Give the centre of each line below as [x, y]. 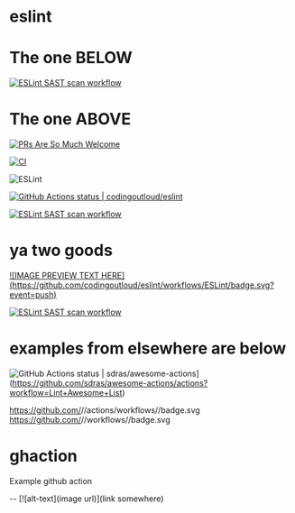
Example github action [51, 481]
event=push [32, 294]
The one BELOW [71, 58]
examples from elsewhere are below [148, 348]
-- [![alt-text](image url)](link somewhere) [87, 499]
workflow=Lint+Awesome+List [66, 392]
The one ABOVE [70, 119]
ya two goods [61, 251]
